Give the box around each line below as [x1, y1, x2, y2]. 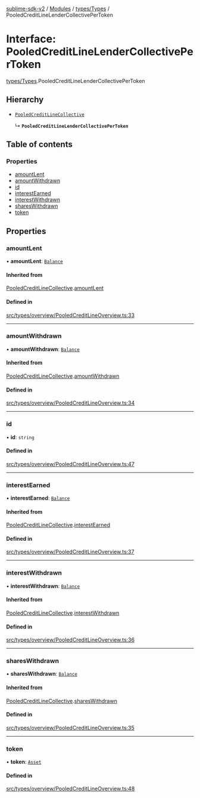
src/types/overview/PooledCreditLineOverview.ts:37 [6, 549, 135, 556]
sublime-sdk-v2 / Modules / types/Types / [6, 5, 110, 12]
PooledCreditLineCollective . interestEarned [6, 522, 111, 529]
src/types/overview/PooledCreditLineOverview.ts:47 [6, 460, 135, 467]
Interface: [6, 32, 57, 46]
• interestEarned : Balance [6, 495, 70, 502]
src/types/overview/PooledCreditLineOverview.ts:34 [6, 399, 135, 406]
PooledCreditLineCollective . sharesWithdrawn [6, 697, 117, 704]
